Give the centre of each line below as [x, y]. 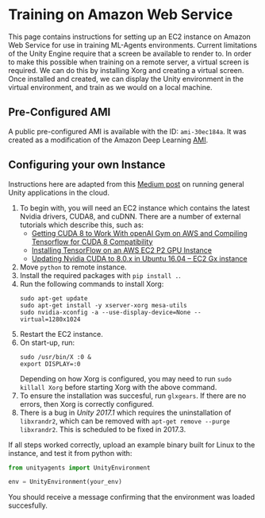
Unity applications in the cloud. [59, 192]
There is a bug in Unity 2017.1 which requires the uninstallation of [125, 412]
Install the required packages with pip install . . [100, 275]
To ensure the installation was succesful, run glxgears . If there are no [133, 396]
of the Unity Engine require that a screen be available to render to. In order [130, 53]
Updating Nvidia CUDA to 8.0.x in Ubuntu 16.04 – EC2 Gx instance [139, 258]
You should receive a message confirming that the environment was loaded [132, 497]
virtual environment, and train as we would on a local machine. [110, 87]
